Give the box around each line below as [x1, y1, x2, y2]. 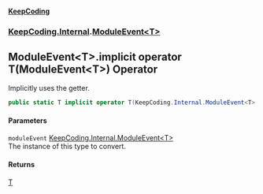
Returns [8, 160, 35, 169]
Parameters [8, 115, 47, 125]
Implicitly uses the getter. [8, 84, 91, 93]
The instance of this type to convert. [8, 142, 126, 151]
